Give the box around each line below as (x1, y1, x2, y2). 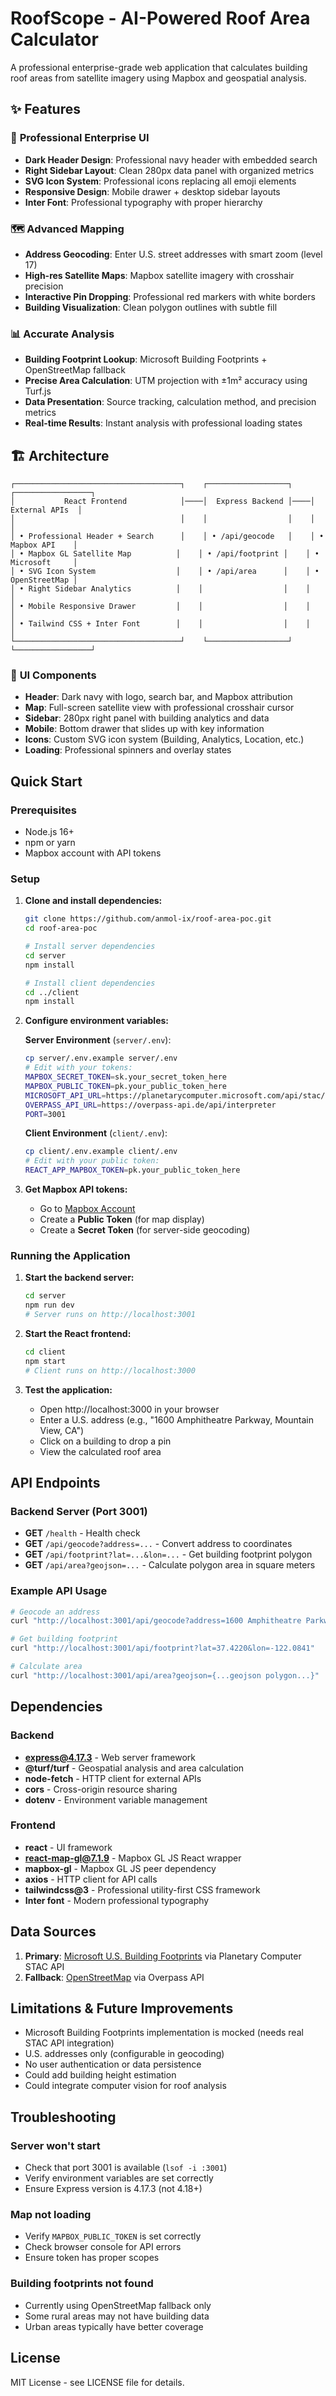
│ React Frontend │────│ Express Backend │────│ (10, 497, 315, 507)
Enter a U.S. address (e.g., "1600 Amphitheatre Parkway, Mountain (39, 1413, 314, 1426)
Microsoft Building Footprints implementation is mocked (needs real (24, 2027, 304, 2039)
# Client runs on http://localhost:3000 (24, 1365, 196, 1376)
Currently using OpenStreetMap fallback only (24, 2299, 212, 2311)
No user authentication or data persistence (24, 2058, 202, 2071)
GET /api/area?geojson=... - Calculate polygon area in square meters (24, 1559, 316, 1571)
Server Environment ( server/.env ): (24, 1034, 172, 1046)
